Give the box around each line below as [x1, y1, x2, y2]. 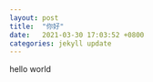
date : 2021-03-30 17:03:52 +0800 [9, 30, 145, 39]
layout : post [9, 13, 59, 23]
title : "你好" [9, 22, 65, 31]
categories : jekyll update [9, 38, 112, 48]
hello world [9, 64, 52, 75]
